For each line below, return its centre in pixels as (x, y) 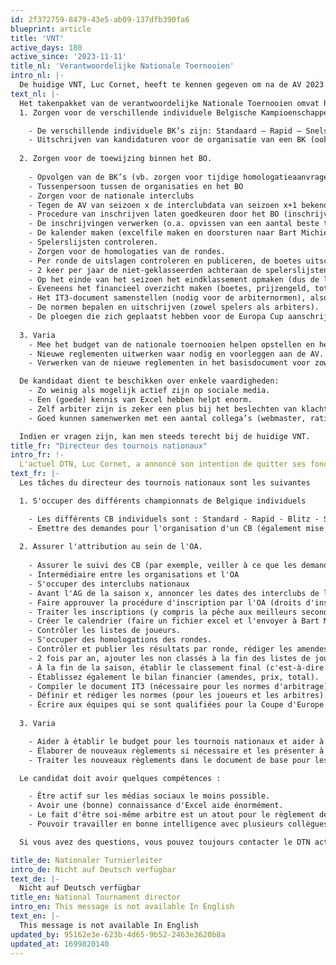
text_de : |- (35, 879)
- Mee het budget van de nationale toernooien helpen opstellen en (171, 344)
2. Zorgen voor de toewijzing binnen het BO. (116, 159)
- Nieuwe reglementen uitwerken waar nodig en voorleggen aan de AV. (176, 354)
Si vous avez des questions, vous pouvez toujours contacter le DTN (165, 842)
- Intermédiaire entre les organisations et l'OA (134, 575)
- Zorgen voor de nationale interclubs (111, 196)
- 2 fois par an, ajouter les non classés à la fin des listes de (169, 658)
